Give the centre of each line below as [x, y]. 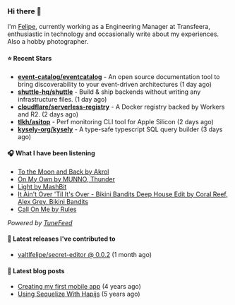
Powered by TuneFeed [40, 222]
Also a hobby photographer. [48, 42]
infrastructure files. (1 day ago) [62, 99]
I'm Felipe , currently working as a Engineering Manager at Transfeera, [109, 27]
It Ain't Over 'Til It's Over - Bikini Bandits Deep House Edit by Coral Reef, [122, 194]
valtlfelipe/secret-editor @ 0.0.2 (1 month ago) [85, 254]
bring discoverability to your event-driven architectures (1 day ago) [115, 84]
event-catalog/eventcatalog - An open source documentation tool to [119, 76]
